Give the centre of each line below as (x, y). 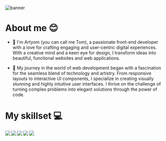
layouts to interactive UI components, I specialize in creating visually (83, 79)
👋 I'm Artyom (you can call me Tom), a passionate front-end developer (85, 42)
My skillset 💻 (34, 116)
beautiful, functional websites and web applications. (66, 58)
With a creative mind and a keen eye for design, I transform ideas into (84, 52)
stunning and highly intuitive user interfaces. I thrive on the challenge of (87, 84)
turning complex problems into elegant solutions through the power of (85, 89)
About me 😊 (32, 28)
